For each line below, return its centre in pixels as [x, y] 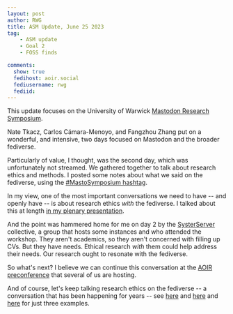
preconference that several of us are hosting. [72, 275]
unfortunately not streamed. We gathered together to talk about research [112, 167]
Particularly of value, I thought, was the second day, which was [98, 160]
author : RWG [24, 20]
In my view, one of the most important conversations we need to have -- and [117, 196]
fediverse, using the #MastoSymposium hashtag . [78, 183]
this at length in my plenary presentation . [66, 211]
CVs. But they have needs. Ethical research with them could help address [112, 247]
